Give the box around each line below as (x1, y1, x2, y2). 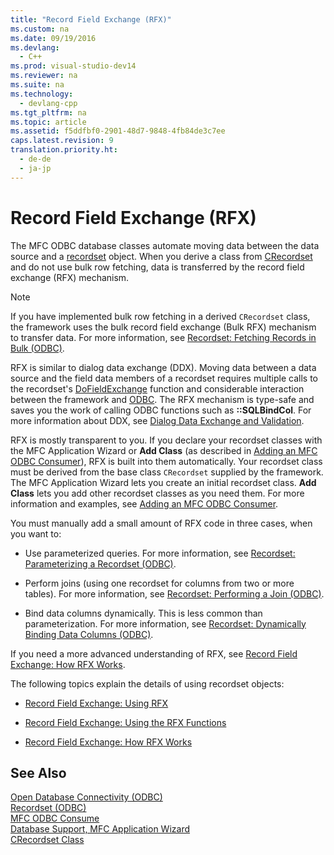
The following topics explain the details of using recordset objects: (10, 677, 285, 690)
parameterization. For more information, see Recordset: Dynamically (24, 617, 307, 630)
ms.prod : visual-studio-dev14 (10, 61, 137, 71)
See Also (10, 764, 67, 781)
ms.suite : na (10, 80, 65, 90)
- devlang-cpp (19, 98, 78, 108)
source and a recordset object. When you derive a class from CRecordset (10, 250, 313, 262)
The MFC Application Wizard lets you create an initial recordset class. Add (10, 476, 317, 488)
